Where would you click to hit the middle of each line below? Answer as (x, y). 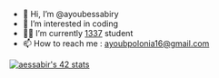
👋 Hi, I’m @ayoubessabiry (71, 14)
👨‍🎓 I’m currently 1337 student (78, 33)
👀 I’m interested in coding (70, 24)
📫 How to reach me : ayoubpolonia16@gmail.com (116, 44)
